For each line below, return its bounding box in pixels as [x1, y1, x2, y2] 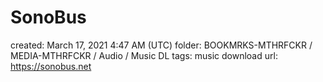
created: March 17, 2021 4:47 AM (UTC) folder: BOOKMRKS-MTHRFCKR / [10, 39, 313, 51]
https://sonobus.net [10, 60, 92, 72]
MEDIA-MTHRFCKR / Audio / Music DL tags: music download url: [10, 49, 278, 61]
